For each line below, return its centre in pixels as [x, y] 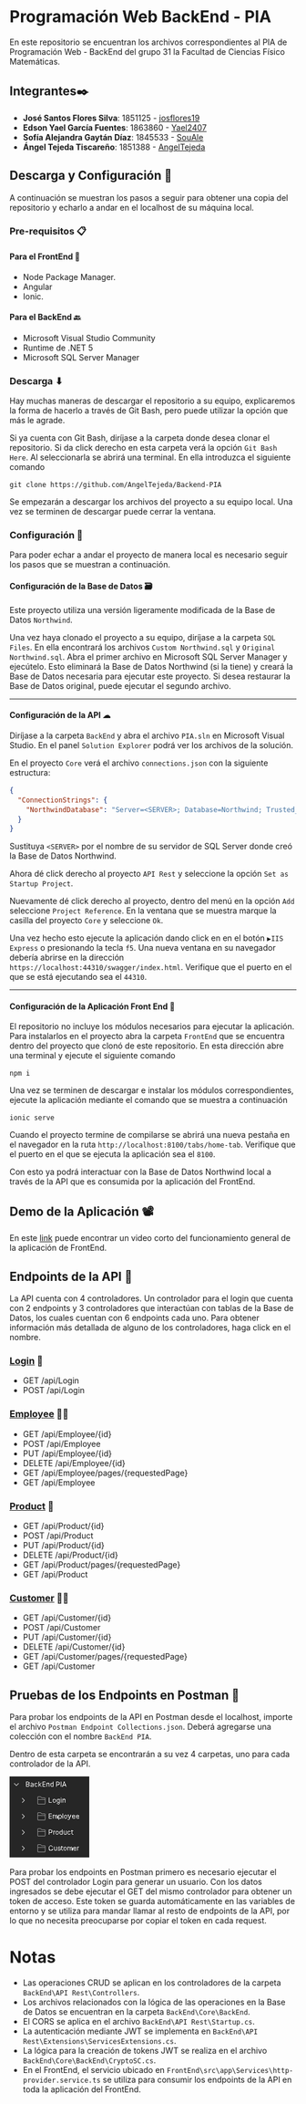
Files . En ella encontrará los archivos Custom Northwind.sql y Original [143, 647]
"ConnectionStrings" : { [62, 800]
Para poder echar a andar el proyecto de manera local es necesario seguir [149, 555]
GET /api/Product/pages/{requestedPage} [102, 1564]
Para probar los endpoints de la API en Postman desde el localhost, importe [151, 1717]
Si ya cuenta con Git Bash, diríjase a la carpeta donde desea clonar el [140, 438]
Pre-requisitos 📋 [48, 232]
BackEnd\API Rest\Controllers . [81, 1993]
